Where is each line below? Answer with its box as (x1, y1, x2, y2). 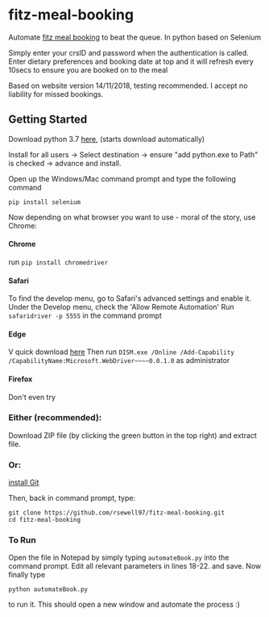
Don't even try (8, 392, 56, 402)
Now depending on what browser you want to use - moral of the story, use (8, 212, 256, 222)
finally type (8, 570, 46, 580)
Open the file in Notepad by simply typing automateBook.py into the (8, 552, 230, 562)
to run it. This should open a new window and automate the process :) (8, 599, 240, 610)
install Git (8, 477, 39, 487)
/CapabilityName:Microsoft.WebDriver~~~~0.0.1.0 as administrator (8, 356, 230, 365)
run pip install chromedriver (8, 256, 109, 267)
